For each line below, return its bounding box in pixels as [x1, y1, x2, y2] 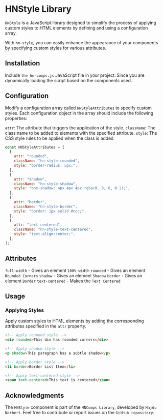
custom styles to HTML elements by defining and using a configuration [5, 25, 148, 30]
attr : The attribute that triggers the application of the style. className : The [5, 124, 156, 131]
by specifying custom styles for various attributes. [5, 45, 107, 51]
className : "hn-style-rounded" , [14, 158, 80, 163]
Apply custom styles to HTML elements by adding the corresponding [5, 318, 144, 324]
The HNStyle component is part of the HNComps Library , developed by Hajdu [5, 404, 157, 410]
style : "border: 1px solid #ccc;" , [14, 209, 87, 213]
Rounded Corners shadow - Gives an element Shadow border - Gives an [5, 272, 142, 278]
